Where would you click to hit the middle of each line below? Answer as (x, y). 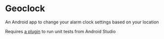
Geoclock (25, 9)
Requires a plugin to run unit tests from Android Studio (61, 31)
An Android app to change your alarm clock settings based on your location (82, 22)
